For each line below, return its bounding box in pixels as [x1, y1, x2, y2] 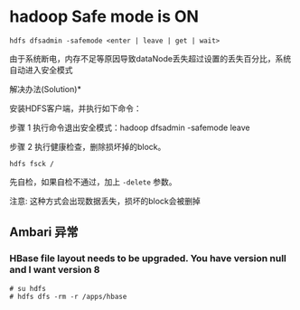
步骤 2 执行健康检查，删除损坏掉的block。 [9, 141, 166, 152]
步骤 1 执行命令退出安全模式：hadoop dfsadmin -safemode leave [9, 122, 250, 133]
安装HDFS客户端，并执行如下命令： [9, 102, 142, 114]
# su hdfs [9, 284, 47, 293]
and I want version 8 [9, 264, 101, 277]
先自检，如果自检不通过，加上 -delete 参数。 [9, 176, 177, 187]
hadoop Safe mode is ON [9, 6, 199, 27]
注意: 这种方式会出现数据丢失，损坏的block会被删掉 [9, 195, 202, 206]
